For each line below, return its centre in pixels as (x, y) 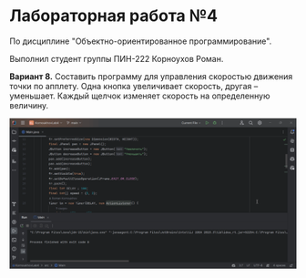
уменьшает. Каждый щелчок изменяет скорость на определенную (140, 96)
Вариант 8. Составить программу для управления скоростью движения (151, 76)
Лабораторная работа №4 (114, 16)
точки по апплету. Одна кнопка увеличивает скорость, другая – (134, 86)
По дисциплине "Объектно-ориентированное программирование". (141, 41)
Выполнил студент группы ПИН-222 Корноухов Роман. (117, 58)
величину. (29, 105)
